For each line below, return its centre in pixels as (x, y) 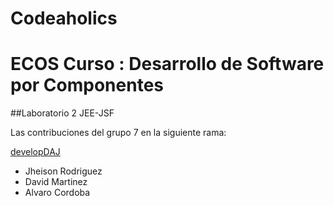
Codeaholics (64, 18)
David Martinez (56, 182)
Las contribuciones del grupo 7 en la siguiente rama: (118, 133)
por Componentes (87, 85)
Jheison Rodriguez (63, 171)
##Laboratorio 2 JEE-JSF (62, 113)
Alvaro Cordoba (57, 193)
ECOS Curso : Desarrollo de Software (167, 64)
